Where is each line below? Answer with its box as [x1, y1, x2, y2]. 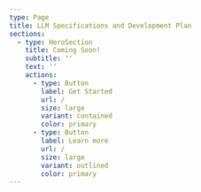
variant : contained [41, 111, 113, 120]
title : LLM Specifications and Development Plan [9, 21, 192, 30]
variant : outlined [41, 161, 109, 170]
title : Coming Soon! [25, 46, 101, 55]
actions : [25, 71, 58, 80]
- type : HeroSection [17, 37, 93, 47]
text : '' [25, 63, 58, 72]
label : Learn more [41, 136, 109, 145]
